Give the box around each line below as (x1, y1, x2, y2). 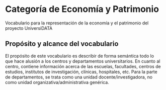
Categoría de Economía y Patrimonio (5, 3, 159, 15)
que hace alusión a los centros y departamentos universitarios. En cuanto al (5, 58, 161, 64)
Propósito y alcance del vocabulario (5, 40, 119, 48)
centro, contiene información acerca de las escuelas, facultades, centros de (5, 63, 161, 69)
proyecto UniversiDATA (5, 25, 53, 31)
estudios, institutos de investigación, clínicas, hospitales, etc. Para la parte (5, 69, 158, 75)
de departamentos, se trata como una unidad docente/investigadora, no (5, 74, 153, 80)
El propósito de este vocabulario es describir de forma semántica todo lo (5, 53, 154, 59)
